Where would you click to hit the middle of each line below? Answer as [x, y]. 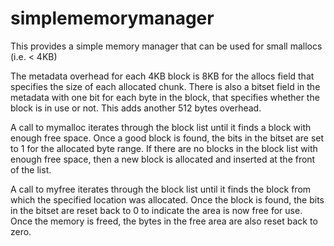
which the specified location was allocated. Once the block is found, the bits [167, 199]
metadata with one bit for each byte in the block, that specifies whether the [165, 97]
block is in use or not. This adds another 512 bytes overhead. [136, 108]
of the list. [31, 169]
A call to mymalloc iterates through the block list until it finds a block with [161, 127]
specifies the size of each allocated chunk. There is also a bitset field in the [165, 86]
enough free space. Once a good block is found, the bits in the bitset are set [167, 138]
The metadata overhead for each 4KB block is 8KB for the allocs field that [162, 76]
